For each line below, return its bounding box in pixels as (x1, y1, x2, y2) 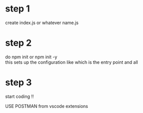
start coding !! (5, 93, 34, 99)
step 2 (5, 37, 32, 49)
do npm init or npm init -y (5, 54, 57, 60)
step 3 (5, 77, 32, 88)
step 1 (5, 3, 30, 15)
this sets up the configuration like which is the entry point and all (5, 59, 138, 65)
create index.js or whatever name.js (5, 20, 79, 26)
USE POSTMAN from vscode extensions (5, 103, 88, 109)
